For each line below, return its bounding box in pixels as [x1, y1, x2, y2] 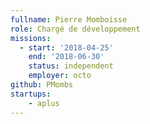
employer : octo [28, 71, 92, 81]
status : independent [28, 61, 114, 71]
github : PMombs [10, 80, 74, 90]
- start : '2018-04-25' [19, 42, 114, 53]
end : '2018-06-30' [28, 52, 105, 62]
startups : [10, 89, 52, 99]
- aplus [28, 98, 60, 108]
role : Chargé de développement [10, 24, 141, 34]
